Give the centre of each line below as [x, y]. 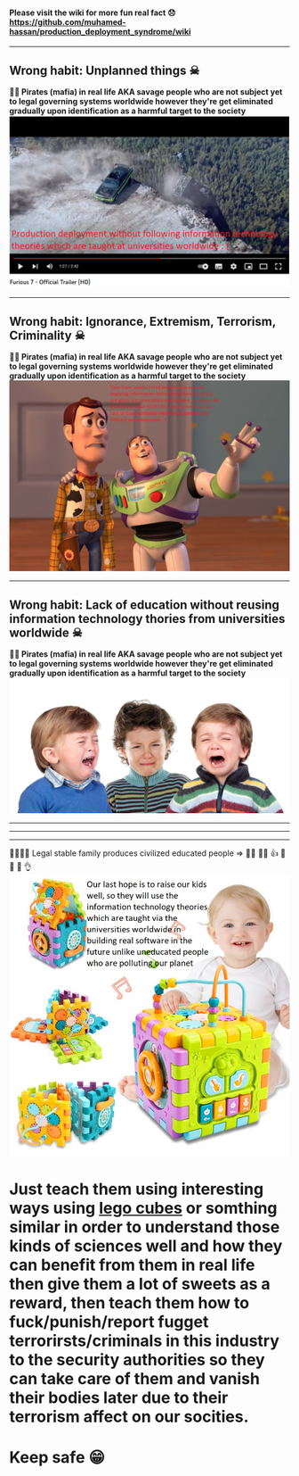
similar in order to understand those [145, 1227]
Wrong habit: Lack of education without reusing [145, 605]
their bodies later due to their [119, 1397]
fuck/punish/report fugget [109, 1322]
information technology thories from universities [147, 619]
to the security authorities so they [137, 1360]
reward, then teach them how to [129, 1302]
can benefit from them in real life [132, 1265]
